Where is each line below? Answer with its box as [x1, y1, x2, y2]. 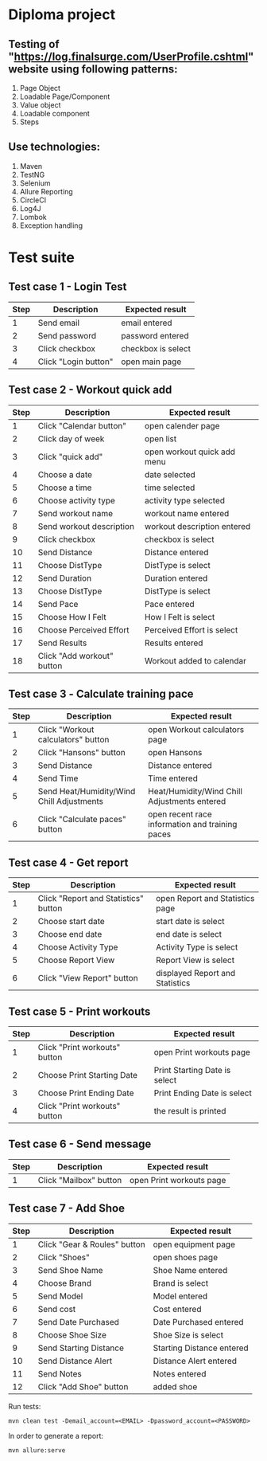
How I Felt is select [144, 611, 215, 622]
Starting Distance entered [153, 1342, 249, 1353]
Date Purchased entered [153, 1316, 244, 1327]
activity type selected [144, 495, 225, 506]
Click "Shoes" [37, 1251, 90, 1263]
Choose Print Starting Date [37, 1070, 137, 1081]
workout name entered [144, 507, 230, 519]
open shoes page [153, 1251, 219, 1263]
